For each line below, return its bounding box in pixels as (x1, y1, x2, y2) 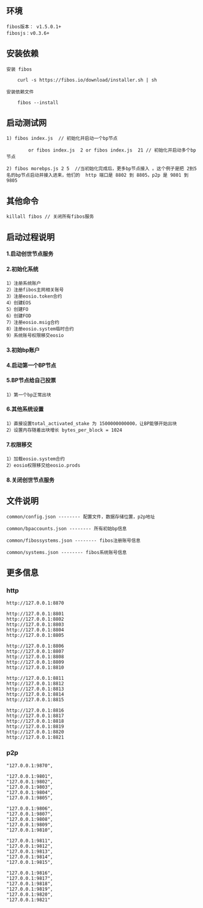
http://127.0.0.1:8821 (6, 734, 64, 741)
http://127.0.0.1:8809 (6, 659, 64, 666)
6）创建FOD (6, 313, 32, 319)
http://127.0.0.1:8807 (6, 648, 64, 655)
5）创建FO (6, 306, 29, 313)
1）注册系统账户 (6, 280, 42, 287)
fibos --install (17, 99, 59, 106)
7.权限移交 (6, 441, 32, 448)
